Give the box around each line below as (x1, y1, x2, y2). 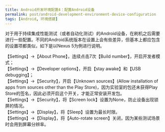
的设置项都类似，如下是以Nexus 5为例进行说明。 (5, 43, 105, 49)
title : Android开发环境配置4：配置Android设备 (5, 7, 95, 12)
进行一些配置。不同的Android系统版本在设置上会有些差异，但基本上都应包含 (5, 37, 160, 43)
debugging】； (5, 72, 34, 78)
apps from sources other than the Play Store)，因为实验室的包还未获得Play (5, 85, 158, 90)
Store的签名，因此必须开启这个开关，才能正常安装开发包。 (5, 90, 125, 96)
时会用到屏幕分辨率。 (5, 122, 49, 128)
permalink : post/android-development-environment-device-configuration (5, 12, 156, 17)
